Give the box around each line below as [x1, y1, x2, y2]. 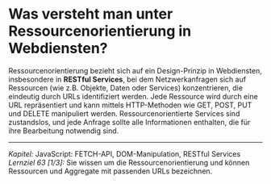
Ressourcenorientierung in [8, 22, 192, 40]
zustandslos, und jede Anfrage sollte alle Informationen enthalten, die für [8, 117, 251, 127]
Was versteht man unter [8, 5, 173, 23]
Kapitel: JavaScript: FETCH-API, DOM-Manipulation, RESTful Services [8, 148, 241, 158]
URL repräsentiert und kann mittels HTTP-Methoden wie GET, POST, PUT [8, 100, 252, 110]
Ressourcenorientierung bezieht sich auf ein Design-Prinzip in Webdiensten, [8, 65, 262, 75]
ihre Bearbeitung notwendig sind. [8, 126, 119, 136]
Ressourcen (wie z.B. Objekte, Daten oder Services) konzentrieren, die [8, 82, 244, 93]
